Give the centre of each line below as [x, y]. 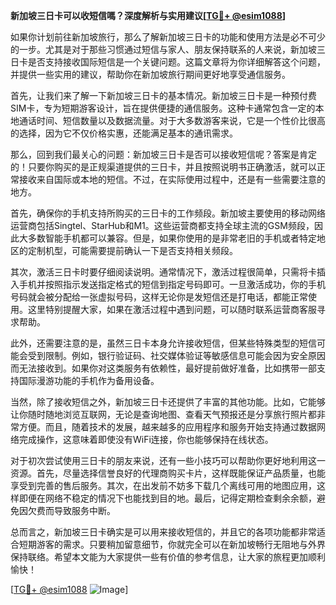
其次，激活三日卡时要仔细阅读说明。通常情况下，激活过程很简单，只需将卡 [163, 272]
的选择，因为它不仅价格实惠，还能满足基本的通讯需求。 [124, 133]
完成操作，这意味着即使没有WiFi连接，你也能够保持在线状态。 [146, 439]
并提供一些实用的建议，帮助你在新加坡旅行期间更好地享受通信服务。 [150, 74]
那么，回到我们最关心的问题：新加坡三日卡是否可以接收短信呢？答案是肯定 [163, 154]
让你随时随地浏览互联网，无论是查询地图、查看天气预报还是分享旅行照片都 [163, 414]
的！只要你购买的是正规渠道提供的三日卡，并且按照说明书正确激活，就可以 [163, 167]
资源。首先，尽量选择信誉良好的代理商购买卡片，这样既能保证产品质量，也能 [168, 473]
